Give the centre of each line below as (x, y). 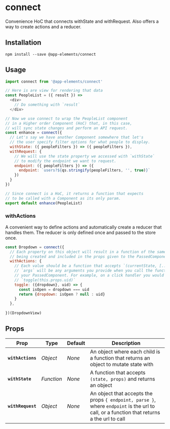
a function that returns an (120, 358)
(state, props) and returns (123, 379)
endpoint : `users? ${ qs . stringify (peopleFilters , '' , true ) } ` (84, 170)
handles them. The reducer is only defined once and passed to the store (80, 232)
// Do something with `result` (47, 105)
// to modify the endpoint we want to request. (65, 161)
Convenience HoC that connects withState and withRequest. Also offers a (82, 21)
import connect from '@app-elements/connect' (54, 82)
